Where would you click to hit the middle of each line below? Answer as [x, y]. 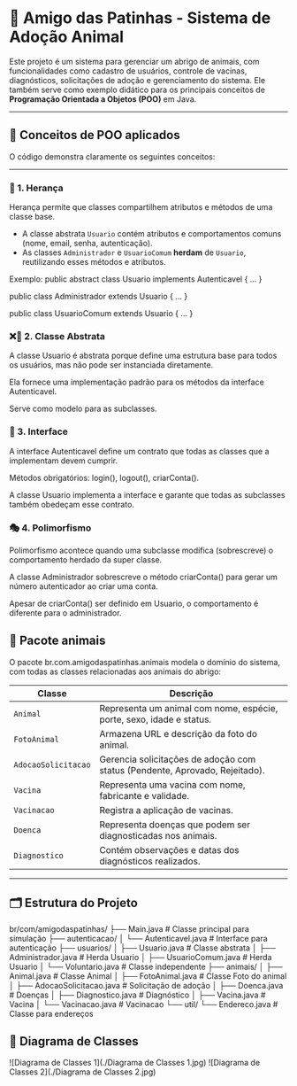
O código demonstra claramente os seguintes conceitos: [112, 156]
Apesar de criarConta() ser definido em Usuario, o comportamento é [134, 603]
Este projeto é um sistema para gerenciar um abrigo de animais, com [134, 61]
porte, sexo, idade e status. [156, 719]
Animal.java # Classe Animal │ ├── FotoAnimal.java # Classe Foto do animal [148, 976]
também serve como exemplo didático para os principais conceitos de [137, 89]
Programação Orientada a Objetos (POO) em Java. [103, 99]
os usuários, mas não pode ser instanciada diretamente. [111, 365]
